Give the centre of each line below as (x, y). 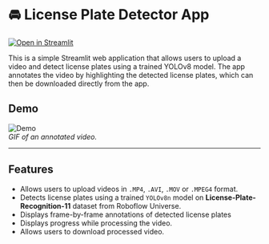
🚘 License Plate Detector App (109, 15)
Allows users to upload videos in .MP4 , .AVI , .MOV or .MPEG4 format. (129, 189)
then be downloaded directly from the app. (79, 83)
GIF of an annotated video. (53, 136)
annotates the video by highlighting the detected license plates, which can (131, 75)
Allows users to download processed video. (92, 231)
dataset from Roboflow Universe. (127, 205)
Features (31, 170)
